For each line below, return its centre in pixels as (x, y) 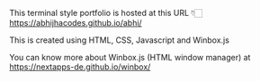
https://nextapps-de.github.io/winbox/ (80, 67)
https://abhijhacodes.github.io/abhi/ (76, 23)
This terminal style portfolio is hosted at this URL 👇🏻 (106, 13)
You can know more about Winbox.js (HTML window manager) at (130, 57)
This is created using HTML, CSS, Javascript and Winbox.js (119, 40)
